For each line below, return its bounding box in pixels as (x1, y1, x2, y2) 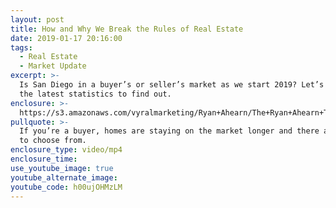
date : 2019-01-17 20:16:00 (10, 33, 123, 43)
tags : (10, 42, 33, 53)
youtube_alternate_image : (10, 172, 118, 183)
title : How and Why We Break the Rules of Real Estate (10, 24, 244, 34)
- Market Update (19, 61, 87, 71)
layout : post (10, 14, 65, 25)
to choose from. (19, 136, 87, 146)
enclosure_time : (10, 154, 78, 164)
